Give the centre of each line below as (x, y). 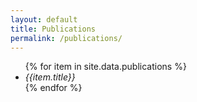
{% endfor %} (53, 88)
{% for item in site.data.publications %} (105, 67)
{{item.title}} (50, 77)
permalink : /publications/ (66, 38)
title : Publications (53, 29)
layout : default (44, 19)
